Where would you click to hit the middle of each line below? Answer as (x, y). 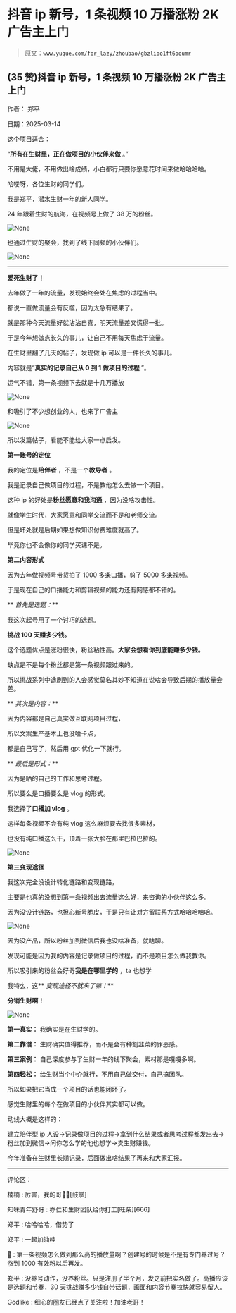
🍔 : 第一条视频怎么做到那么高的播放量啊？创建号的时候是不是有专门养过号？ (117, 1254)
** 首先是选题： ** (33, 604)
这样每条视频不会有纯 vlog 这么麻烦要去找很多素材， (83, 823)
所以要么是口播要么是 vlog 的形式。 (59, 793)
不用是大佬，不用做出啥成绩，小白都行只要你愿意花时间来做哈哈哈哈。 (109, 169)
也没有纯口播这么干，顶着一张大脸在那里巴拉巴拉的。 (84, 838)
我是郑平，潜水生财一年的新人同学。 (60, 199)
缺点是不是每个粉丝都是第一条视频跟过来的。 (72, 664)
